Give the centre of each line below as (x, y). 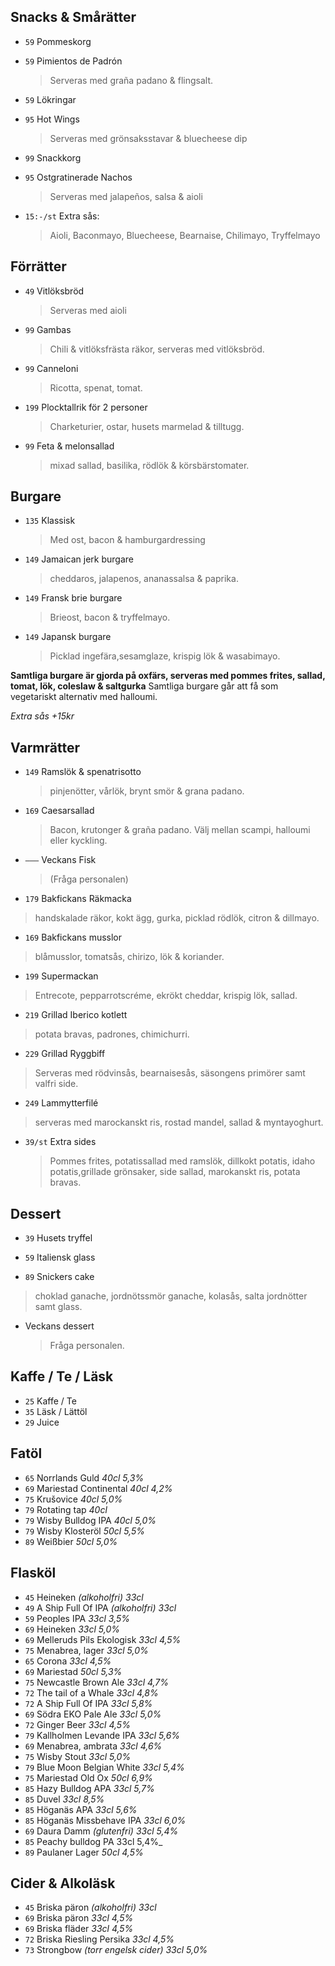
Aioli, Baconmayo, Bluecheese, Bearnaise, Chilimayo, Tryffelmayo (185, 235)
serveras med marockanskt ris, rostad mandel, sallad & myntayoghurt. (179, 1122)
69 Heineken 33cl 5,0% (72, 1629)
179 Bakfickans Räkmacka (78, 899)
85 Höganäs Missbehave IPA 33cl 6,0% (105, 1820)
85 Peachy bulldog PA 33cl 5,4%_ (93, 1841)
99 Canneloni (51, 368)
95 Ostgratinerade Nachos (78, 177)
